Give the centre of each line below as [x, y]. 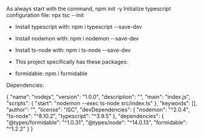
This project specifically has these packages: [72, 62]
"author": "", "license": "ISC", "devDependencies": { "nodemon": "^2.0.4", [98, 110]
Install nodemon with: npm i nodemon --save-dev [77, 38]
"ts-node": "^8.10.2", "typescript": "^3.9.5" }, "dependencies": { [85, 116]
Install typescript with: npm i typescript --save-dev [78, 27]
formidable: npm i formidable [51, 74]
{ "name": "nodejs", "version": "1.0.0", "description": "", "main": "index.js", [98, 97]
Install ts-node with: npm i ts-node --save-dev [73, 50]
